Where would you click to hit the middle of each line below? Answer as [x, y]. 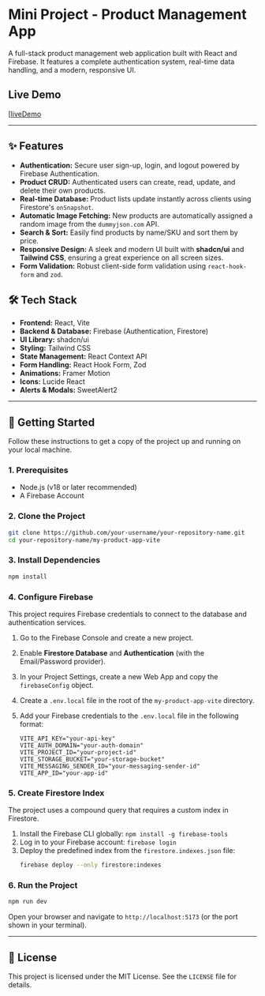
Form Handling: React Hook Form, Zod [83, 365]
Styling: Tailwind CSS [55, 348]
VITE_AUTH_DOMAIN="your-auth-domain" [82, 746]
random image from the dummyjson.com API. [89, 224]
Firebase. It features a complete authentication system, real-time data [121, 62]
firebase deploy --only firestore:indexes [90, 865]
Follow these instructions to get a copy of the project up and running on [125, 442]
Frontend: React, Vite [55, 323]
